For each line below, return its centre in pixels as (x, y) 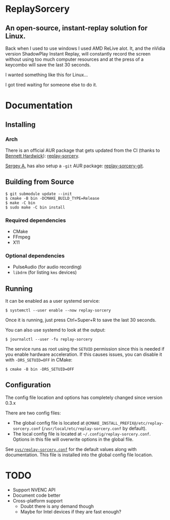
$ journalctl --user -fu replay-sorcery (49, 340)
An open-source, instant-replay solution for (76, 28)
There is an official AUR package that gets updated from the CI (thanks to (83, 150)
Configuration (28, 385)
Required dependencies (36, 220)
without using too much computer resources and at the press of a (75, 59)
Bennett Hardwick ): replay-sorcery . (42, 155)
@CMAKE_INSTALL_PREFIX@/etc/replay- (125, 423)
